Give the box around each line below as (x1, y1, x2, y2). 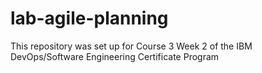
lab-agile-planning (10, 7, 169, 30)
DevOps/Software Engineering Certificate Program (10, 50, 220, 62)
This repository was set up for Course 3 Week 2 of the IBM (10, 40, 253, 52)
